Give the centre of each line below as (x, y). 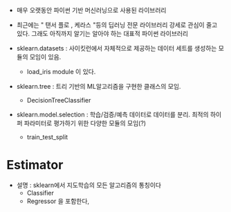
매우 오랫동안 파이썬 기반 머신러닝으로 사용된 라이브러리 (91, 10)
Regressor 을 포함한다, (58, 201)
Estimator (35, 165)
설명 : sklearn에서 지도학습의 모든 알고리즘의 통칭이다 (89, 185)
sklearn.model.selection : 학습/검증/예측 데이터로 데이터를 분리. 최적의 (112, 114)
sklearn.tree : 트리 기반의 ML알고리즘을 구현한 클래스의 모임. (99, 86)
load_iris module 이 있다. (61, 72)
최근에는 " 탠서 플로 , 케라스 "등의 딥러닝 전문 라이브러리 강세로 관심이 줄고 (117, 25)
